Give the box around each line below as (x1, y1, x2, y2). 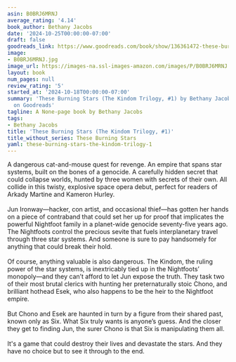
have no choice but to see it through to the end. (7, 347, 145, 356)
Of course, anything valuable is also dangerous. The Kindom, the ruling (7, 257, 213, 266)
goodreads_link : (7, 43, 55, 50)
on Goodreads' (13, 102, 55, 109)
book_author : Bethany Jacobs (7, 23, 93, 30)
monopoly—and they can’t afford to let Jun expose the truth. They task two (7, 272, 225, 281)
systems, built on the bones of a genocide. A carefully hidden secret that (7, 168, 218, 176)
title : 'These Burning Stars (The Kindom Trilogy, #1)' (7, 128, 174, 135)
